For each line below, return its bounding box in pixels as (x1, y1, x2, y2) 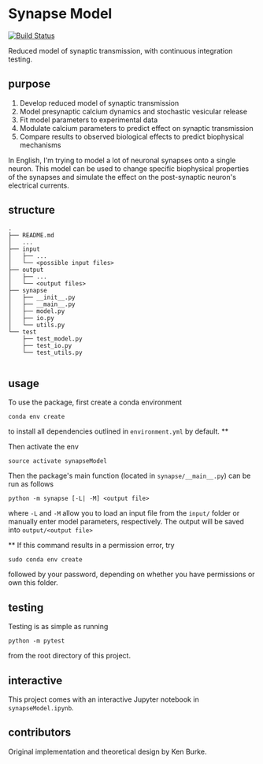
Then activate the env (8, 442, 79, 452)
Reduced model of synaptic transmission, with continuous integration (8, 46, 233, 55)
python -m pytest (8, 637, 65, 645)
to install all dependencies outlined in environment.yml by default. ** (8, 427, 229, 436)
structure (8, 203, 55, 217)
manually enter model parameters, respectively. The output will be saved (8, 517, 244, 527)
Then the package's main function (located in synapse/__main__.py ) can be (8, 471, 251, 481)
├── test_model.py (22, 334, 83, 343)
